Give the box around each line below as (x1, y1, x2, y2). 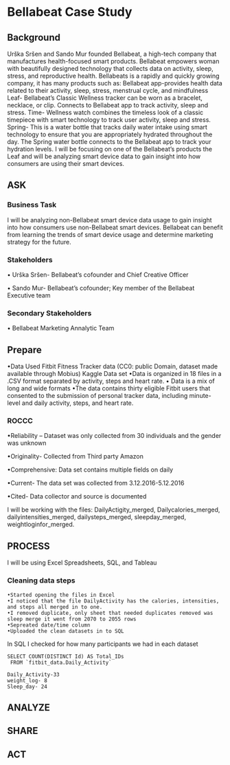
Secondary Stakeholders (7, 308, 92, 317)
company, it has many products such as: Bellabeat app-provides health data (7, 79, 223, 87)
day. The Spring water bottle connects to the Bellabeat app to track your (7, 138, 211, 145)
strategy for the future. (7, 238, 71, 246)
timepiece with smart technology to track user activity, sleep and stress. (7, 116, 211, 124)
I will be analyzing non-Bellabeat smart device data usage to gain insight (7, 216, 212, 224)
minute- (189, 392, 211, 400)
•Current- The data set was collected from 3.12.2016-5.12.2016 (7, 479, 185, 488)
